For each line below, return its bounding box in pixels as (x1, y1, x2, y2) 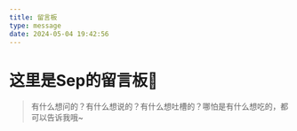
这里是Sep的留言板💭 (9, 70, 158, 90)
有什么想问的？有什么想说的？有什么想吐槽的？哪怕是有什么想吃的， (30, 101, 281, 112)
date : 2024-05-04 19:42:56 (9, 29, 109, 38)
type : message (9, 21, 62, 30)
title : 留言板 (9, 12, 58, 22)
